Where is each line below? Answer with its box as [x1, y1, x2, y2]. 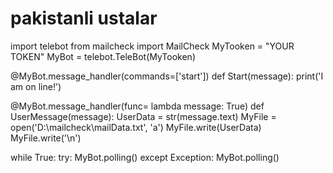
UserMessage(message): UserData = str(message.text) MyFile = [10, 110, 277, 122]
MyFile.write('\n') [10, 132, 82, 144]
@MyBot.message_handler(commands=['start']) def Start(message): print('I [10, 70, 324, 82]
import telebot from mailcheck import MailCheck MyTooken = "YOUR [10, 40, 295, 52]
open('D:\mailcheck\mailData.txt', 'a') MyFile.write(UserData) [10, 121, 262, 133]
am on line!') [10, 80, 62, 92]
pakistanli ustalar [10, 7, 158, 30]
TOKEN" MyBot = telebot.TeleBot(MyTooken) [10, 50, 196, 62]
